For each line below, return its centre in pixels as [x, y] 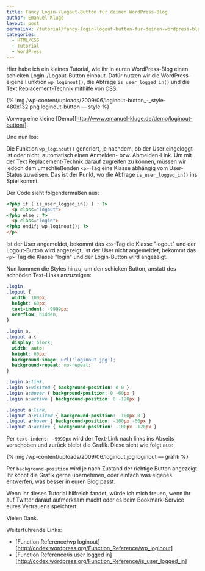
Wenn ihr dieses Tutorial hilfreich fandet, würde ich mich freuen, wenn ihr [99, 494]
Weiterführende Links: [34, 530]
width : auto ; [28, 348]
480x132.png [23, 107]
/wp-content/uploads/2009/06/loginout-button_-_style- [96, 100]
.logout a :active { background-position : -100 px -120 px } [81, 427]
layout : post [23, 23]
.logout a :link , [27, 410]
